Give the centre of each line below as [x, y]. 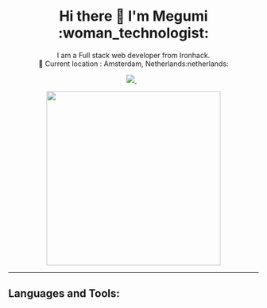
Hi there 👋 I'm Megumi [133, 16]
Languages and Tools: [64, 294]
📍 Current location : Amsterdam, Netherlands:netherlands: [133, 64]
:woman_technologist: [133, 33]
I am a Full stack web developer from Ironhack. [133, 55]
